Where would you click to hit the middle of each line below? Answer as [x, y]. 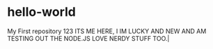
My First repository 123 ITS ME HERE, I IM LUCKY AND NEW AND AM [107, 31]
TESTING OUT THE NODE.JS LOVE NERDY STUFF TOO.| [88, 38]
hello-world [42, 12]
